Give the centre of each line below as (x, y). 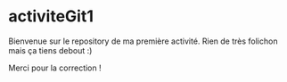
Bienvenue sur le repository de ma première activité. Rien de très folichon (143, 41)
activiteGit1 (51, 16)
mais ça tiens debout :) (50, 50)
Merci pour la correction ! (55, 68)
